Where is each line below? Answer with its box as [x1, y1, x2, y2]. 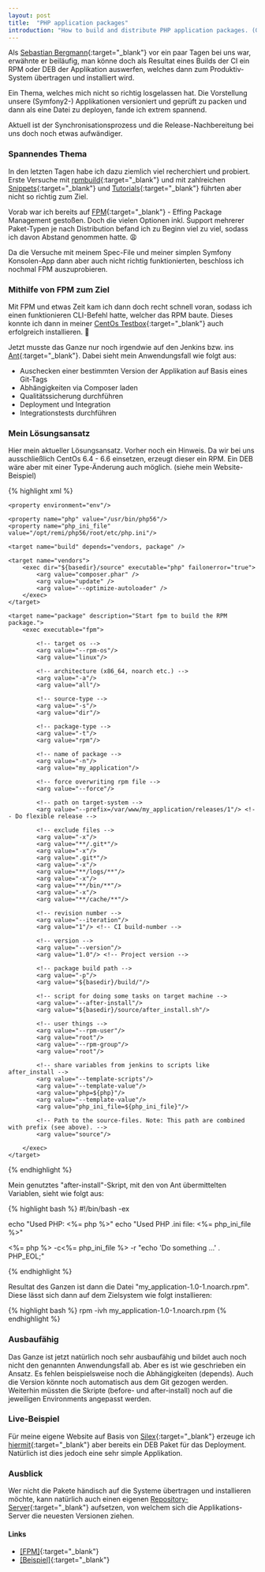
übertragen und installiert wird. [34, 73, 135, 83]
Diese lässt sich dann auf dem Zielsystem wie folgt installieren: [8, 1291, 213, 1300]
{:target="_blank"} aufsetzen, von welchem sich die [29, 1502, 198, 1513]
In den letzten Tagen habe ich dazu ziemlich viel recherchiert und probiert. [8, 167, 251, 176]
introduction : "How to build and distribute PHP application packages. [8, 26, 248, 34]
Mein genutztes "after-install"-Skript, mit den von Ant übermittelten [8, 1180, 227, 1190]
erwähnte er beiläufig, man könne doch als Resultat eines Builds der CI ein [8, 56, 250, 66]
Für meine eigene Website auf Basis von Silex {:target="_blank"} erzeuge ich [8, 1431, 256, 1441]
